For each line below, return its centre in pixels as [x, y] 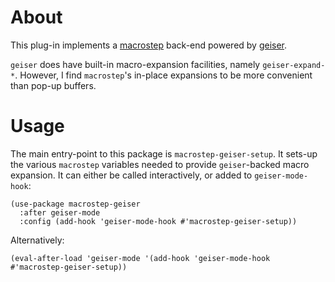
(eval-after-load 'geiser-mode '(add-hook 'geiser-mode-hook [140, 258]
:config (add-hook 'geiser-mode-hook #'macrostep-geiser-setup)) [158, 221]
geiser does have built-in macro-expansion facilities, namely [135, 64]
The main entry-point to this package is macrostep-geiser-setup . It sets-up [164, 153]
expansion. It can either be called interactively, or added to [131, 175]
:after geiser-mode [60, 212]
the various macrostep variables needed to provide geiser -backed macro [160, 164]
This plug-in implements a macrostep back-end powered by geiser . [149, 45]
